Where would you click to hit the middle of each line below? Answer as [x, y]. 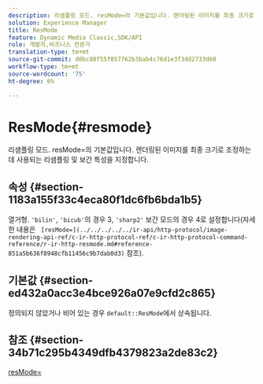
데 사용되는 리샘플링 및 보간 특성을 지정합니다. [79, 160]
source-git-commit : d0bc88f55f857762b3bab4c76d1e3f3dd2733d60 [112, 60]
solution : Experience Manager [58, 23]
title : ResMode [33, 30]
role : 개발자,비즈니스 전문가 [49, 45]
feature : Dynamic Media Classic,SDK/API [76, 37]
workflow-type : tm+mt [44, 67]
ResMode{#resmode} [80, 127]
